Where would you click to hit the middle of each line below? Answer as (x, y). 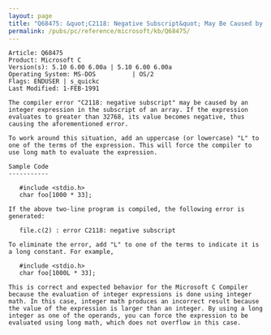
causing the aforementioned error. (69, 124)
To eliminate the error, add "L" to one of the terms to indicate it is (134, 245)
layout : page (30, 16)
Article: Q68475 (36, 54)
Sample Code (28, 167)
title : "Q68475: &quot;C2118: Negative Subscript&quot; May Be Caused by (136, 24)
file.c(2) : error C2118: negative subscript (97, 231)
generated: (27, 217)
